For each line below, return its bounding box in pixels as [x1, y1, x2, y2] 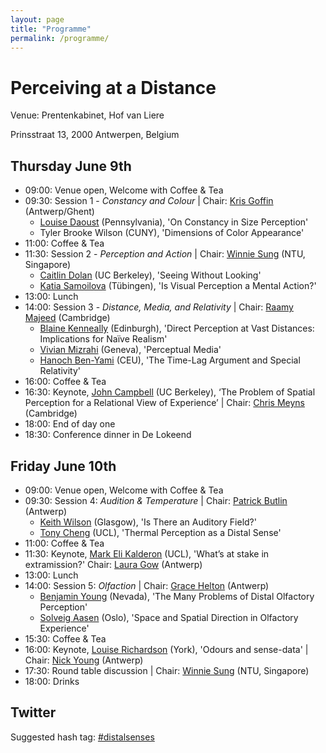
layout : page [10, 14, 65, 25]
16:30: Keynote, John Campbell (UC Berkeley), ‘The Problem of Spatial [24, 386, 316, 398]
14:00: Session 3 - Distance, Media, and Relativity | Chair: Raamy [24, 301, 294, 313]
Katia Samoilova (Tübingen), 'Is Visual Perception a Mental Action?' [39, 280, 317, 292]
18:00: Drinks [24, 675, 80, 687]
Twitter [10, 704, 57, 721]
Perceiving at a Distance [10, 76, 217, 99]
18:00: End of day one [24, 418, 116, 430]
